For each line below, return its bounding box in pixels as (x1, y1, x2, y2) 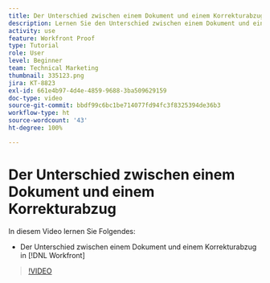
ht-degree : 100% (8, 124, 63, 132)
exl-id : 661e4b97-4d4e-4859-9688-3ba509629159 (8, 86, 167, 95)
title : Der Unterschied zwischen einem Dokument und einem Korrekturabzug (8, 11, 264, 20)
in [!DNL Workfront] (19, 250, 86, 260)
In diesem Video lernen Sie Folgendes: (8, 226, 136, 236)
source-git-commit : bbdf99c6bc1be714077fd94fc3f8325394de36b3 (8, 101, 221, 109)
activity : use (8, 27, 56, 35)
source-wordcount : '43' (8, 117, 88, 125)
